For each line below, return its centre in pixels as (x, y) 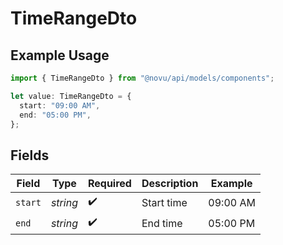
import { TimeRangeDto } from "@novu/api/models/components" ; (142, 78)
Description (170, 184)
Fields (30, 155)
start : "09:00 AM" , (60, 105)
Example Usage (60, 55)
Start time (164, 202)
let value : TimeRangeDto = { (71, 96)
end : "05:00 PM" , (55, 115)
